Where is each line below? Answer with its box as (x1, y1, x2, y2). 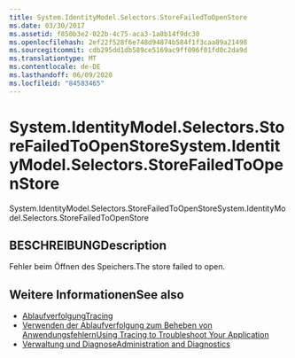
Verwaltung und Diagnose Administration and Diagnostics (21, 339, 230, 350)
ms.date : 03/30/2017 (9, 21, 86, 30)
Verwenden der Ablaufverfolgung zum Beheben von (21, 320, 213, 331)
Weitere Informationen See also (9, 287, 184, 302)
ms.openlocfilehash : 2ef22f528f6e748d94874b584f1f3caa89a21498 (9, 37, 248, 47)
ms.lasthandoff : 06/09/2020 (9, 71, 113, 80)
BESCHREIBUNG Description (9, 237, 167, 253)
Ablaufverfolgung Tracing (21, 311, 113, 322)
